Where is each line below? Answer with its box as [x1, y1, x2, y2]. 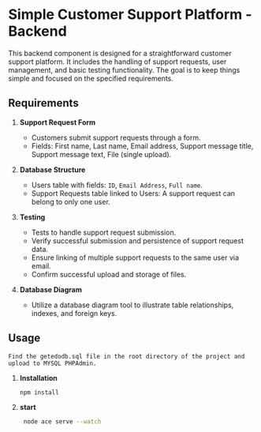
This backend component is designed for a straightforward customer [8, 48, 232, 58]
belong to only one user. [31, 197, 110, 206]
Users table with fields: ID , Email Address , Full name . [31, 180, 203, 190]
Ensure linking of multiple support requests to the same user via [31, 253, 239, 262]
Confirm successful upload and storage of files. [31, 269, 187, 279]
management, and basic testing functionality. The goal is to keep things [8, 65, 240, 74]
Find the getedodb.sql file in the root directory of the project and [8, 352, 245, 360]
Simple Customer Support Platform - [8, 6, 252, 24]
